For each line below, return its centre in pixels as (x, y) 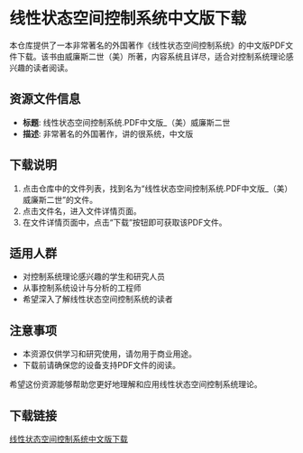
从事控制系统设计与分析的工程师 (82, 288)
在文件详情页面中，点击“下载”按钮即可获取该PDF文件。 (124, 222)
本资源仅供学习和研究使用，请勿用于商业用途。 (109, 354)
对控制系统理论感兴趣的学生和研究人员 (93, 277)
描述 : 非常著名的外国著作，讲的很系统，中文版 (108, 134)
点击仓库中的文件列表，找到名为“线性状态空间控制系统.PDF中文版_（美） (157, 188)
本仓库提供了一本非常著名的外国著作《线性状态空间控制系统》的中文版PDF (147, 45)
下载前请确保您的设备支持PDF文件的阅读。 (101, 365)
